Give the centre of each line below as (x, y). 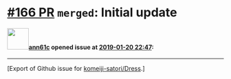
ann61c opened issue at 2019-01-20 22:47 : (91, 47)
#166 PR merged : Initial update (92, 13)
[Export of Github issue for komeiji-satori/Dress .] (76, 69)
